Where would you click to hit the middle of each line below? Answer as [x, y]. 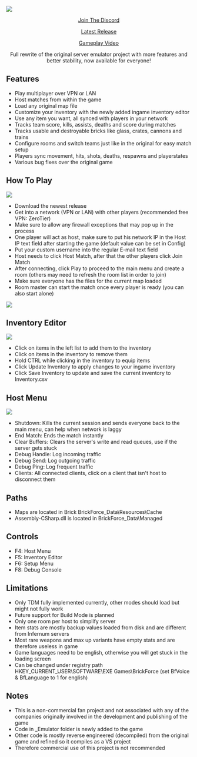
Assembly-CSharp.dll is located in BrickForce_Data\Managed [89, 519]
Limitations [27, 588]
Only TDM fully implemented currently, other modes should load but [97, 602]
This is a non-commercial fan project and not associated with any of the [102, 710]
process [24, 231]
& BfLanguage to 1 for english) [51, 678]
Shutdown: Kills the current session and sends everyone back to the [97, 423]
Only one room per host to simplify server [65, 621]
